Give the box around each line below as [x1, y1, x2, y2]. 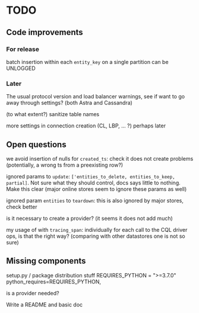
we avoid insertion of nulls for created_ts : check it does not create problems [6, 155, 194, 162]
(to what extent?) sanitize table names [6, 111, 100, 118]
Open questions [6, 139, 67, 149]
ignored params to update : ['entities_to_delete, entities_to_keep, [6, 173, 175, 180]
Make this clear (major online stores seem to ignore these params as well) [6, 185, 187, 193]
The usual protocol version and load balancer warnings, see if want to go [6, 93, 185, 100]
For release [6, 45, 40, 53]
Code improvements [6, 27, 83, 37]
